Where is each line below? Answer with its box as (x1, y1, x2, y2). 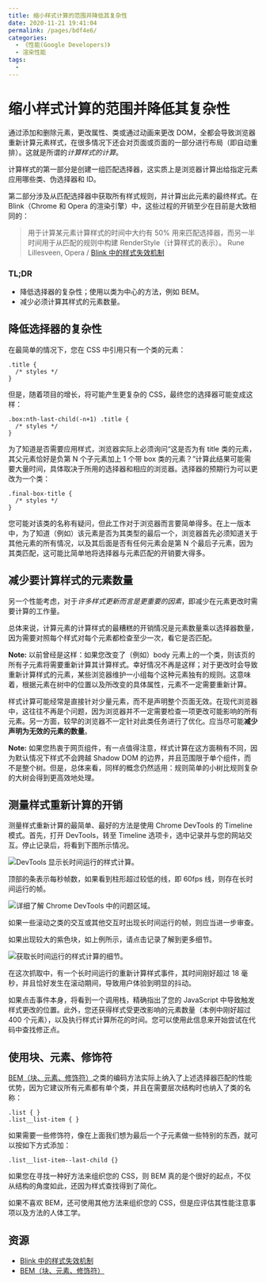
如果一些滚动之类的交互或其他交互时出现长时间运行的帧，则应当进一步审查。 (8, 918, 258, 928)
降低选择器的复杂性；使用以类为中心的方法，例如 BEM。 (19, 286, 203, 296)
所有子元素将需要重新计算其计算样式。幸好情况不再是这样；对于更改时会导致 (8, 659, 258, 669)
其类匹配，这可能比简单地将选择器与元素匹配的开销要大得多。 (8, 548, 210, 558)
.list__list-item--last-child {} (8, 1156, 119, 1165)
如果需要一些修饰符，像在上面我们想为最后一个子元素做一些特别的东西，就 (8, 1131, 251, 1140)
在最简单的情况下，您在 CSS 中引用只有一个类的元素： (8, 344, 186, 354)
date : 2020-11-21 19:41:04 (8, 19, 97, 27)
